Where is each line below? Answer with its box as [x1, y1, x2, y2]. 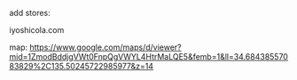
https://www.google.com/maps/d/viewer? [29, 42, 182, 52]
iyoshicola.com [9, 25, 65, 35]
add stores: [9, 8, 51, 18]
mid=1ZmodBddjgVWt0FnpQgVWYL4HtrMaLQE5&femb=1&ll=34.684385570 [9, 52, 288, 61]
